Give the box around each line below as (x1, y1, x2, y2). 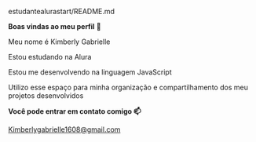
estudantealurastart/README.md (8, 7, 115, 16)
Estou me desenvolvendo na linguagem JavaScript (8, 67, 172, 77)
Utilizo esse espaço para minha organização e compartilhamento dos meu (8, 82, 249, 92)
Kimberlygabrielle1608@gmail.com (8, 125, 121, 134)
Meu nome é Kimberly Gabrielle (8, 37, 111, 46)
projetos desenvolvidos (8, 91, 84, 100)
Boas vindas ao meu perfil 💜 (8, 22, 101, 31)
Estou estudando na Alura (8, 53, 92, 61)
